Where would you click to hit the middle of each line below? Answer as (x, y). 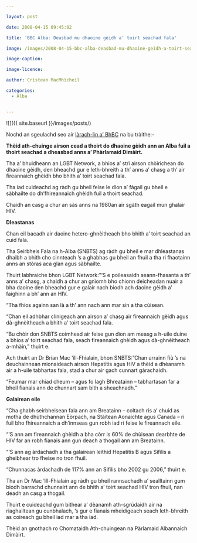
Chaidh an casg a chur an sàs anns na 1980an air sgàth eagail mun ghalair (96, 204)
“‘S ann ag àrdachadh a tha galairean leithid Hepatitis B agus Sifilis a (89, 452)
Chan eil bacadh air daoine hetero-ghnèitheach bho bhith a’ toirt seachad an (98, 233)
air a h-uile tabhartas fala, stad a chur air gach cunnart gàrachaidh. (87, 370)
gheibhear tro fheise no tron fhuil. (47, 458)
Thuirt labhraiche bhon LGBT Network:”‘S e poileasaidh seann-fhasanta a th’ (98, 275)
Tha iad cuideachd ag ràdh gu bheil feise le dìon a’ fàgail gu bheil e (87, 187)
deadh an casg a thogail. (36, 493)
